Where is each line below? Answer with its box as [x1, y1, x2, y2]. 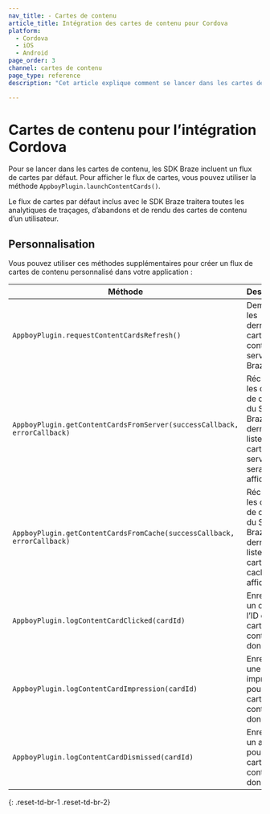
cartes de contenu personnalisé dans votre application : [8, 267, 193, 277]
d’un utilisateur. [8, 214, 59, 223]
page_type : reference [8, 72, 81, 80]
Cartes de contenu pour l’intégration [8, 121, 257, 139]
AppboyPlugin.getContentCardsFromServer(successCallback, [12, 420, 239, 430]
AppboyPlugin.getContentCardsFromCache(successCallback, [12, 529, 235, 538]
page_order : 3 [8, 57, 56, 65]
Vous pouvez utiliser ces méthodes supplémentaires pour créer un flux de [8, 259, 253, 268]
